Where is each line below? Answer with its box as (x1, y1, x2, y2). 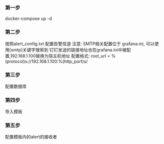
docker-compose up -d (5, 16, 52, 21)
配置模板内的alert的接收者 (5, 134, 57, 140)
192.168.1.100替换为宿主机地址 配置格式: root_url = (10, 53, 111, 59)
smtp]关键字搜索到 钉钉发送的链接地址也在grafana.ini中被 (11, 47, 127, 53)
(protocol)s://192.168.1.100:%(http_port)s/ (5, 58, 88, 64)
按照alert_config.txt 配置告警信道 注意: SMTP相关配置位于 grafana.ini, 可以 (5, 40, 155, 47)
